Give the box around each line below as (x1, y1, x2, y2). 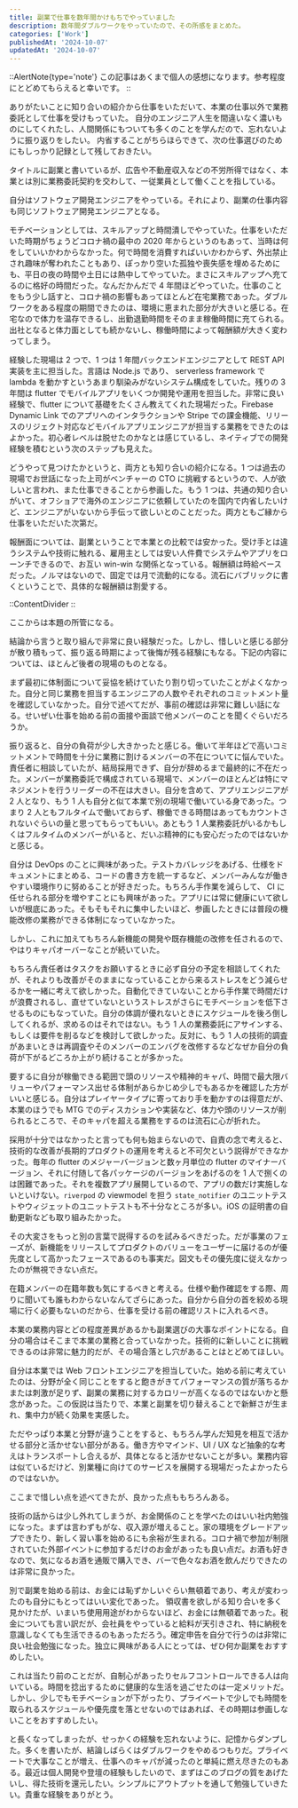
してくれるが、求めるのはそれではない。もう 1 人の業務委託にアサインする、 (9, 1019, 288, 1030)
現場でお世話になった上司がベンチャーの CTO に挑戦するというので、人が (9, 473, 278, 484)
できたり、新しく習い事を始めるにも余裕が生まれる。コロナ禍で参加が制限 (16, 1533, 289, 1543)
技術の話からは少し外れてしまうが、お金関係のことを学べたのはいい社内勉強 (9, 1511, 289, 1521)
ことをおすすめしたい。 (16, 1715, 103, 1725)
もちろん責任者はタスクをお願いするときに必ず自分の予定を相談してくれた (9, 963, 281, 974)
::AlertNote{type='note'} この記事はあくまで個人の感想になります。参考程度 (9, 72, 286, 83)
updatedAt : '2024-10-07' (9, 46, 101, 55)
